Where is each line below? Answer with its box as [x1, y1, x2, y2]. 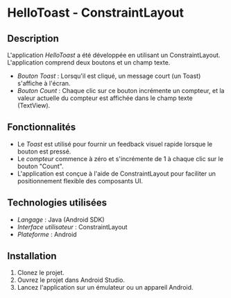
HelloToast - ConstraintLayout [7, 5, 184, 21]
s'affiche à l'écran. [17, 79, 71, 88]
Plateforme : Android [17, 230, 78, 238]
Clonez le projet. [17, 269, 65, 277]
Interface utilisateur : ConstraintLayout [17, 222, 128, 231]
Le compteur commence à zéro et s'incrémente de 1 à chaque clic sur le [17, 154, 224, 163]
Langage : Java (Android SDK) [17, 215, 105, 224]
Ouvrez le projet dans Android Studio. [17, 276, 125, 284]
